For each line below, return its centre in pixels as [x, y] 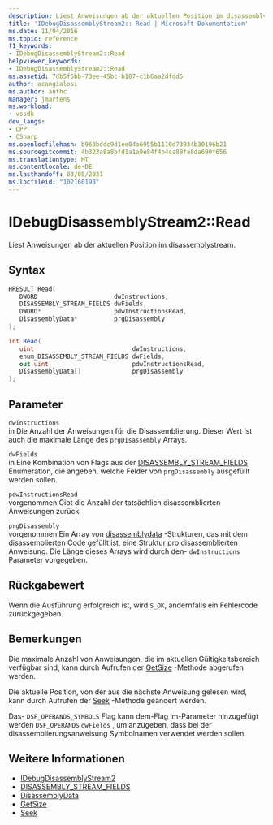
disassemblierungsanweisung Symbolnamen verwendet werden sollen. [127, 733]
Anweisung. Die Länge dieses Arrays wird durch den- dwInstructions [124, 551]
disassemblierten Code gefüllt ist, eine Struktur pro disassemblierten [123, 542]
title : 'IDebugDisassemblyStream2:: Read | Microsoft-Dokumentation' [129, 24]
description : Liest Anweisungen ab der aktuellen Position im [116, 16]
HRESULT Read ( [32, 289]
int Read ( [25, 341]
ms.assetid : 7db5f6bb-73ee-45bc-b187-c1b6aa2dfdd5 [96, 76]
